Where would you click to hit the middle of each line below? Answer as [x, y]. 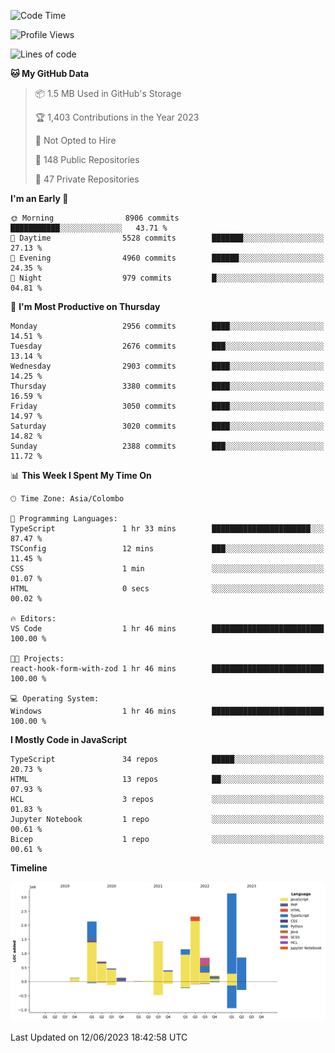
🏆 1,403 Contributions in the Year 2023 [117, 117]
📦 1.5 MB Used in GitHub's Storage [108, 93]
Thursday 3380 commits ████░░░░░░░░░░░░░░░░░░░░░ [167, 386]
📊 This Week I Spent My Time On [81, 475]
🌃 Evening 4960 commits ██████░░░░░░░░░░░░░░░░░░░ [167, 258]
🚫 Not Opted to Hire [75, 140]
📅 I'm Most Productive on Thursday [85, 306]
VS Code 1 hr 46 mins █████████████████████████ [167, 629]
